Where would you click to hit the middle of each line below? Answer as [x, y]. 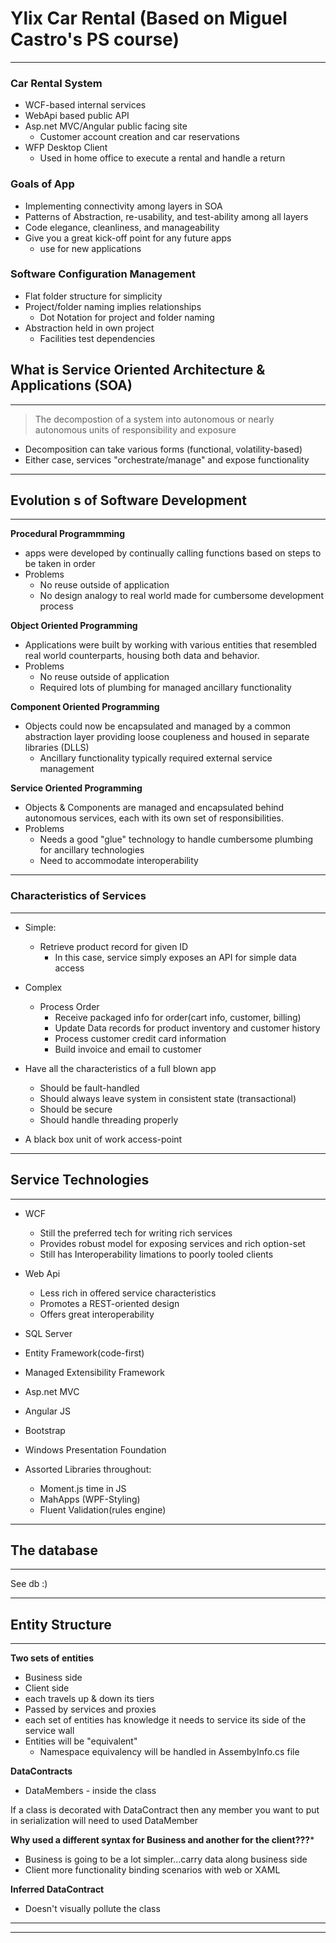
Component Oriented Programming [85, 707]
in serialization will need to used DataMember [104, 1821]
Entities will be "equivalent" [81, 1741]
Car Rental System [56, 83]
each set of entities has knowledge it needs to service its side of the [165, 1720]
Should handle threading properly [109, 1119]
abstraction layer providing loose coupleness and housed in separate [167, 737]
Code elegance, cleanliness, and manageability [122, 227]
